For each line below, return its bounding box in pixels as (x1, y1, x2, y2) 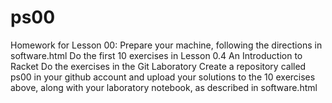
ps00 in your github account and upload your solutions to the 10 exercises (10, 71, 316, 83)
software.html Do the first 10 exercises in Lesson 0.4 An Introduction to (10, 49, 303, 61)
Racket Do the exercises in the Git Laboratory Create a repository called (10, 60, 307, 72)
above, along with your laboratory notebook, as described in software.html (10, 81, 318, 93)
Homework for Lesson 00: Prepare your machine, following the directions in (10, 39, 323, 51)
